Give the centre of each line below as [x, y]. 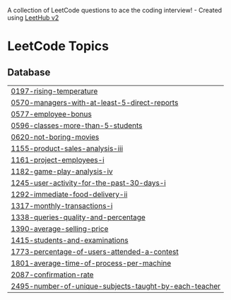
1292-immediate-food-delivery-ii [69, 194]
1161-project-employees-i [58, 160]
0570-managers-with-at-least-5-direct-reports [95, 103]
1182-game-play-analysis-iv [62, 171]
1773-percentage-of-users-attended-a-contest [95, 252]
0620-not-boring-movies [55, 137]
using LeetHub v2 [33, 18]
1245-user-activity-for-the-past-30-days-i [88, 183]
